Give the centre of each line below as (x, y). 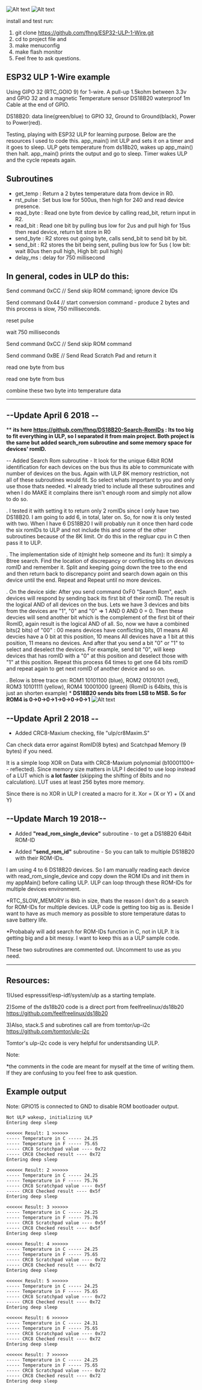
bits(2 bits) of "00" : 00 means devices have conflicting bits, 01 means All (97, 631)
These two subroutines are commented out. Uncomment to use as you (94, 949)
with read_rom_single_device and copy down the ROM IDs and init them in (98, 876)
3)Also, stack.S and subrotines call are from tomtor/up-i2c (78, 1025)
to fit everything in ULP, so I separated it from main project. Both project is (100, 436)
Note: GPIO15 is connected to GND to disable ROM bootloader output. (93, 1106)
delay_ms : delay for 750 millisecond (60, 257)
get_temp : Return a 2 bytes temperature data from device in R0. (94, 193)
